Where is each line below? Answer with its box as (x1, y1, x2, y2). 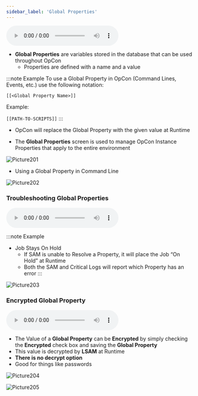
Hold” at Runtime (23, 257, 66, 264)
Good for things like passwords (14, 361, 92, 368)
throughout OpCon (14, 57, 62, 64)
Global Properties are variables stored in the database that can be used (14, 50, 193, 57)
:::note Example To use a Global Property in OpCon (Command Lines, (6, 75, 176, 82)
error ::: (23, 269, 42, 277)
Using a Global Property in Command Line (14, 167, 119, 174)
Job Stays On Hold (14, 244, 62, 251)
